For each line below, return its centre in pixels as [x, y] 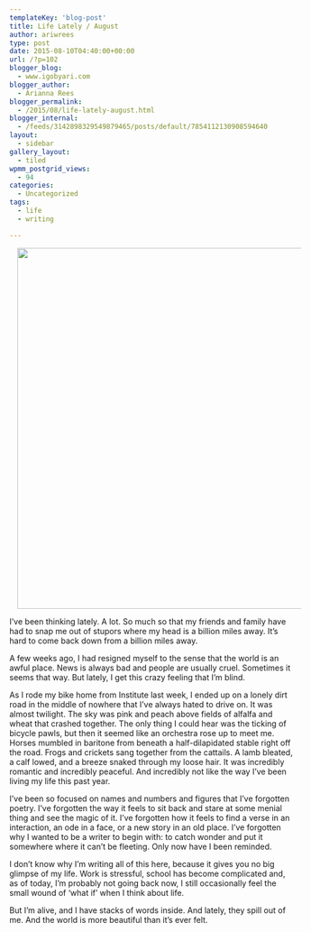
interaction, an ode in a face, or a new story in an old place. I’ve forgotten [145, 827]
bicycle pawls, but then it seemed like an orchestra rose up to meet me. [142, 733]
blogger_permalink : [46, 102]
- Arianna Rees [46, 93]
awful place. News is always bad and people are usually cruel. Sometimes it [150, 668]
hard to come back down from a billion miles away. [104, 641]
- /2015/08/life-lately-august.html [86, 110]
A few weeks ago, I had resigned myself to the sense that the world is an [144, 658]
